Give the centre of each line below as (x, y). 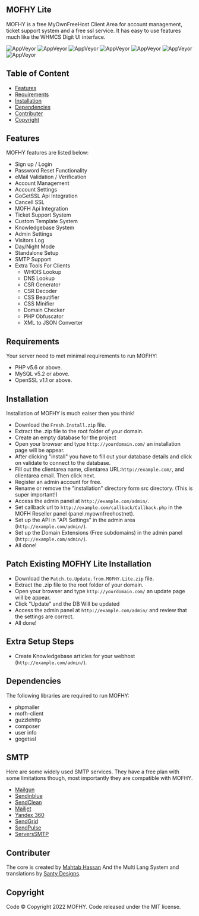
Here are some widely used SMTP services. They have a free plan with (93, 772)
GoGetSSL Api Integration (46, 196)
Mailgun (25, 789)
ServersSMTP (32, 834)
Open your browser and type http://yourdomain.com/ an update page (100, 591)
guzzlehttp (28, 720)
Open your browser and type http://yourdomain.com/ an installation (98, 444)
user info (26, 732)
